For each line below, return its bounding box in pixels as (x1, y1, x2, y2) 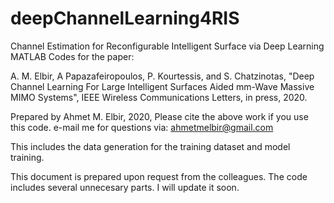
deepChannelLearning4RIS (10, 7, 240, 30)
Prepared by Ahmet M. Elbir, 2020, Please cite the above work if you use (10, 110, 309, 122)
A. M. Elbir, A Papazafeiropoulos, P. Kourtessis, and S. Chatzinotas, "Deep (10, 70, 315, 82)
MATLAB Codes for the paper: (10, 50, 135, 62)
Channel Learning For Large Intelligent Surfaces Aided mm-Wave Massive (10, 80, 315, 92)
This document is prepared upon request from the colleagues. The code (10, 170, 308, 182)
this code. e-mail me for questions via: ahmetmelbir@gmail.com (10, 121, 274, 133)
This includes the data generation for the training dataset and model (10, 140, 291, 152)
